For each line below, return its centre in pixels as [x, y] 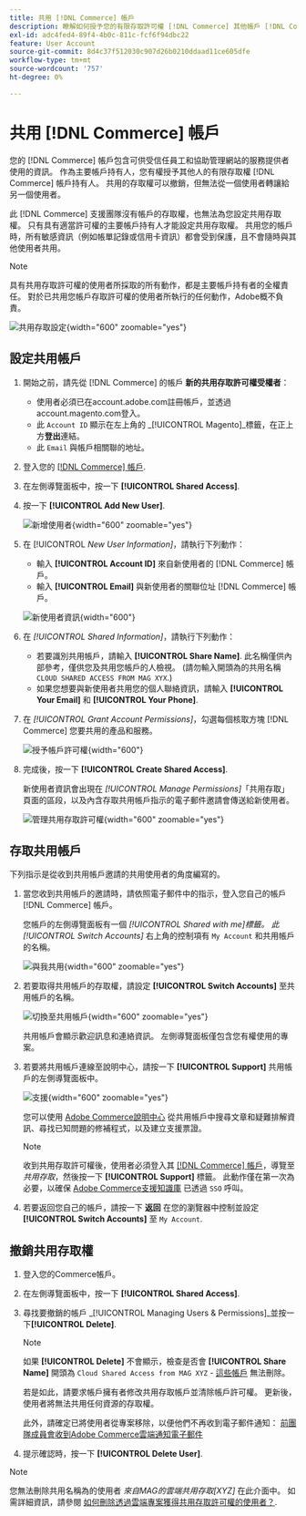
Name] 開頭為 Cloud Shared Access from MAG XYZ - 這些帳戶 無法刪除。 [156, 1373]
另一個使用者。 [37, 194]
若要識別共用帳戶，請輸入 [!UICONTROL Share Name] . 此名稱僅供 [160, 655]
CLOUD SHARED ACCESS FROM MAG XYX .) [104, 677]
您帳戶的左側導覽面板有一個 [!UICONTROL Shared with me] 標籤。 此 [151, 924]
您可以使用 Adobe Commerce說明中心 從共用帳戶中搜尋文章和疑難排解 [155, 1117]
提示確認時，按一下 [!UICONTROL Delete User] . [112, 1454]
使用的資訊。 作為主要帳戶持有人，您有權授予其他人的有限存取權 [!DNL [142, 171]
